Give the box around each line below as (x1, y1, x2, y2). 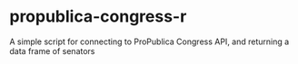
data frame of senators (9, 45, 95, 56)
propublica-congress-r (9, 6, 187, 27)
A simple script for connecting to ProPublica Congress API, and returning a (9, 36, 290, 47)
